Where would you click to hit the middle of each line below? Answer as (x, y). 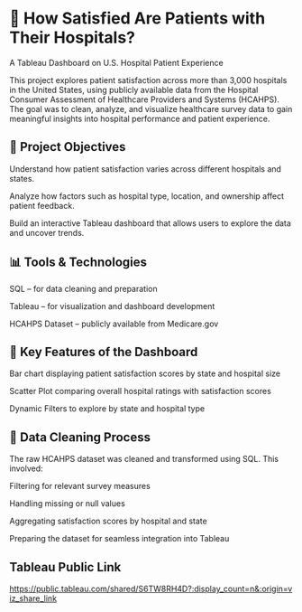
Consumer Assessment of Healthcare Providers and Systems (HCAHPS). (144, 99)
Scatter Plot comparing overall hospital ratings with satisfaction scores (141, 391)
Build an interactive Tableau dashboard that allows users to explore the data (150, 223)
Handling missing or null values (68, 504)
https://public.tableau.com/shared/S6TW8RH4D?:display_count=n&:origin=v (151, 588)
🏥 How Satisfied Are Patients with (137, 19)
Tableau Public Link (65, 567)
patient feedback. (42, 205)
